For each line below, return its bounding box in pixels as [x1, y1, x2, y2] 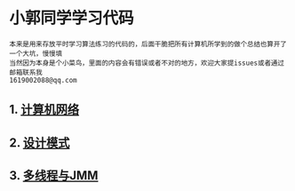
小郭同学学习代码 [9, 8, 135, 28]
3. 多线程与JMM [9, 168, 99, 183]
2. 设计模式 [9, 135, 70, 150]
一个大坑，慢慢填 [9, 49, 63, 58]
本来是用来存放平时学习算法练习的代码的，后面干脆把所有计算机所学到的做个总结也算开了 [9, 39, 287, 49]
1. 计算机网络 [9, 102, 80, 117]
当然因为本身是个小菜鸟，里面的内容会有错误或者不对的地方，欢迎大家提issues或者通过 [9, 59, 284, 68]
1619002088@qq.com [9, 76, 77, 84]
